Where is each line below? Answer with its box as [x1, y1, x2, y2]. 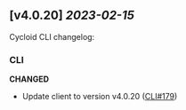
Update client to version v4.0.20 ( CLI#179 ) [21, 91, 178, 102]
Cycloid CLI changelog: [9, 31, 95, 42]
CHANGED [9, 74, 50, 84]
